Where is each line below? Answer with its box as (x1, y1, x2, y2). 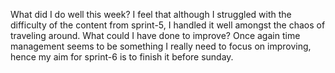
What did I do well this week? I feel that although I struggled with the (10, 9, 292, 20)
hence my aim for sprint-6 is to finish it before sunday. (10, 51, 234, 63)
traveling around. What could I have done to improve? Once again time (10, 30, 301, 41)
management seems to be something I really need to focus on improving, (10, 40, 312, 52)
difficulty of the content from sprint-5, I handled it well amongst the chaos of (10, 19, 326, 31)
